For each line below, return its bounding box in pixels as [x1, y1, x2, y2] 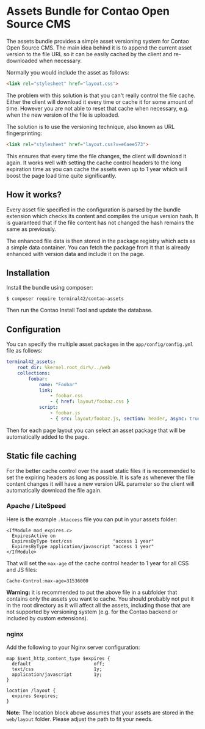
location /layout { [6, 687, 56, 694]
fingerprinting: [6, 130, 43, 137]
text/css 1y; [12, 666, 103, 673]
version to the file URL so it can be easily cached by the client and [6, 50, 173, 57]
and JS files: [6, 566, 38, 573]
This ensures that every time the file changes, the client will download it [6, 152, 187, 159]
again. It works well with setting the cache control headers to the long [6, 159, 182, 166]
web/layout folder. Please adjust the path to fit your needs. [6, 716, 153, 723]
